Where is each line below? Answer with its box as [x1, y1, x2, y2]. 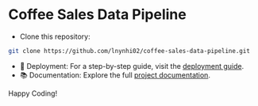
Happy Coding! [8, 89, 58, 98]
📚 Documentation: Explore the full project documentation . [19, 70, 210, 80]
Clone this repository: [19, 32, 90, 41]
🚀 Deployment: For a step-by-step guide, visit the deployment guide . [19, 61, 245, 70]
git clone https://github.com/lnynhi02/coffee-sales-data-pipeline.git [8, 47, 250, 55]
